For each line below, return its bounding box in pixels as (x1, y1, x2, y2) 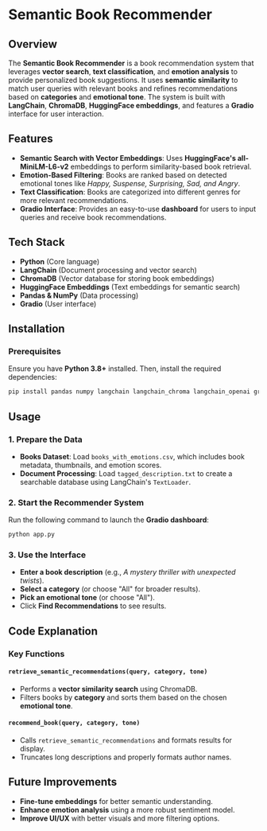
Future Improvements (8, 775, 118, 789)
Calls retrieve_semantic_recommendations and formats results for (19, 735, 233, 745)
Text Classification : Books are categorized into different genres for (19, 187, 241, 197)
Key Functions (8, 648, 65, 659)
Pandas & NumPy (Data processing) (19, 291, 139, 300)
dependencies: (8, 373, 57, 382)
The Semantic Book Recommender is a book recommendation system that (8, 58, 254, 68)
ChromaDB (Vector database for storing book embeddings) (19, 273, 215, 283)
